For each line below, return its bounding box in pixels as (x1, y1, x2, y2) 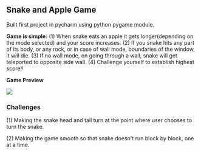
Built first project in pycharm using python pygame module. (6, 21, 155, 28)
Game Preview (6, 76, 44, 83)
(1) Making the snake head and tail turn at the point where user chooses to (6, 117, 192, 124)
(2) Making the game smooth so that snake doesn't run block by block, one (6, 135, 194, 142)
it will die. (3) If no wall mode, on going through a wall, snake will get (6, 51, 178, 59)
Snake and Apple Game (6, 5, 97, 15)
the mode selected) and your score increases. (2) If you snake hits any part (6, 39, 194, 46)
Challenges (6, 103, 41, 111)
